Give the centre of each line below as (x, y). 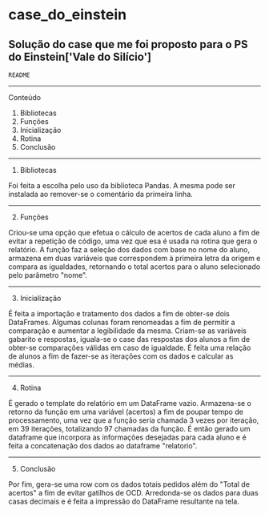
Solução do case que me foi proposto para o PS (128, 44)
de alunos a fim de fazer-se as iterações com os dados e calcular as (121, 356)
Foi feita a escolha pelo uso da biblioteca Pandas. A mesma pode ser (122, 185)
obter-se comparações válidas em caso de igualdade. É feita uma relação (130, 347)
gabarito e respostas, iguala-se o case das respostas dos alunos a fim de (129, 339)
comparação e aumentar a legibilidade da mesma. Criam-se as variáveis (127, 331)
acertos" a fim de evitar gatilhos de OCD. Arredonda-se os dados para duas (133, 493)
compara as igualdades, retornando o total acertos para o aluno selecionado (134, 267)
